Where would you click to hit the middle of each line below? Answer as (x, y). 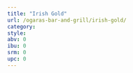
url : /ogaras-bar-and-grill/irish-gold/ (67, 20)
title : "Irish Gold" (37, 14)
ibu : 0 (17, 46)
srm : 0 (17, 53)
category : (22, 26)
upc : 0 (17, 59)
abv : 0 (17, 40)
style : (17, 33)
